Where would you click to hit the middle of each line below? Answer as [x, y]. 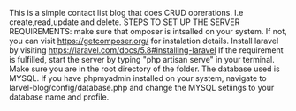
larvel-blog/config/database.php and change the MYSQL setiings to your [142, 88]
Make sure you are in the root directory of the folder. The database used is [144, 69]
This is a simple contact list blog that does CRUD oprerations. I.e [126, 13]
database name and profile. [59, 97]
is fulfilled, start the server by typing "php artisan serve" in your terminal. [142, 59]
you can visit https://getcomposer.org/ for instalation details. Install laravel [144, 41]
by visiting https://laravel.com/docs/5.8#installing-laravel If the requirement [147, 50]
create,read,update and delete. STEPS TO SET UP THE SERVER [125, 22]
